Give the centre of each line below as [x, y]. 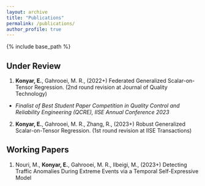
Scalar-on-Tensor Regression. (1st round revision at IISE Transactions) [103, 131]
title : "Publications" [35, 18]
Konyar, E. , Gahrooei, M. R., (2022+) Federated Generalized [91, 81]
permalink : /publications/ [41, 23]
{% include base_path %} [39, 47]
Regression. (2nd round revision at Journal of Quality [101, 87]
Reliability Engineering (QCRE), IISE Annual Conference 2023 [92, 112]
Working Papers [38, 150]
